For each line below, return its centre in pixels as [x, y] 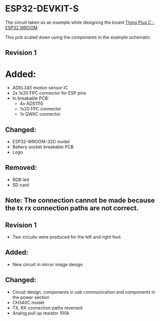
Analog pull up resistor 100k [41, 313]
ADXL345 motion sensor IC [40, 88]
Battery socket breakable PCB [43, 147]
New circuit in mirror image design [48, 264]
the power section [31, 297]
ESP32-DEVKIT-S [42, 9]
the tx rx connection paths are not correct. [72, 208]
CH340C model [28, 302]
